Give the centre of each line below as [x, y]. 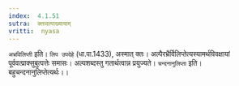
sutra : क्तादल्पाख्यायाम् [40, 24]
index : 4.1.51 [34, 16]
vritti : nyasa [34, 31]
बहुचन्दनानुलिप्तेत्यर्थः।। [38, 72]
